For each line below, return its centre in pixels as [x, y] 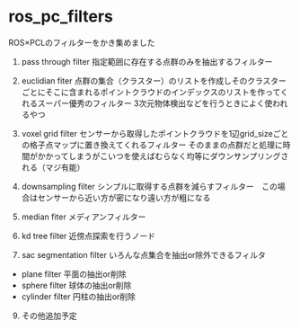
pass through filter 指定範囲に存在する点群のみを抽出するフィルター [147, 61]
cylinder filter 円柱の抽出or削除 [79, 296]
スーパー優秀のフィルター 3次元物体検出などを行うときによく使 [155, 103]
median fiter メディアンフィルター [84, 217]
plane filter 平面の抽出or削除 [74, 274]
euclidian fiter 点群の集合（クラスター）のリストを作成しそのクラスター [154, 80]
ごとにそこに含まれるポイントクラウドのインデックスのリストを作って [150, 92]
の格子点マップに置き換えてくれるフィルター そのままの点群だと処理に [152, 145]
